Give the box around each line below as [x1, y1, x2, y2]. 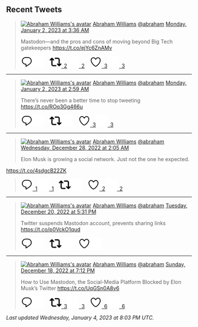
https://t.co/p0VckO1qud [20, 226, 81, 233]
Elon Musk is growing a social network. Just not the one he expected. [20, 155, 190, 162]
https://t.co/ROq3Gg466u [20, 103, 84, 110]
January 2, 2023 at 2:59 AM [20, 85, 90, 92]
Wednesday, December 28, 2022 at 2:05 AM [20, 144, 130, 151]
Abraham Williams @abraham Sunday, [92, 261, 186, 268]
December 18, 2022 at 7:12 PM [20, 267, 95, 274]
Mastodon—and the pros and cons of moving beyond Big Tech [20, 38, 173, 45]
